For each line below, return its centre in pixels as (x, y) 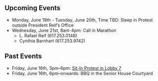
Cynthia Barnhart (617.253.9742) (52, 41)
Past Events (23, 56)
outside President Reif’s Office (43, 25)
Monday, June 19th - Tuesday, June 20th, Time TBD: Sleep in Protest (82, 20)
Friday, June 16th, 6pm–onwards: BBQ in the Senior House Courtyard (82, 73)
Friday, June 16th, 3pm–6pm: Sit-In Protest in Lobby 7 (67, 68)
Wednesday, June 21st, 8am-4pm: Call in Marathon (64, 30)
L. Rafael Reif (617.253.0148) (48, 35)
